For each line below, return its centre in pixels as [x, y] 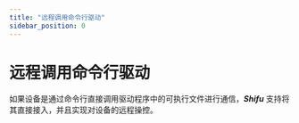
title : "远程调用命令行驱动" [57, 17]
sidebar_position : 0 [48, 26]
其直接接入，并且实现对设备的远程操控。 [83, 110]
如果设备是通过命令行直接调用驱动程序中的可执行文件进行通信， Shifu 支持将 [149, 99]
